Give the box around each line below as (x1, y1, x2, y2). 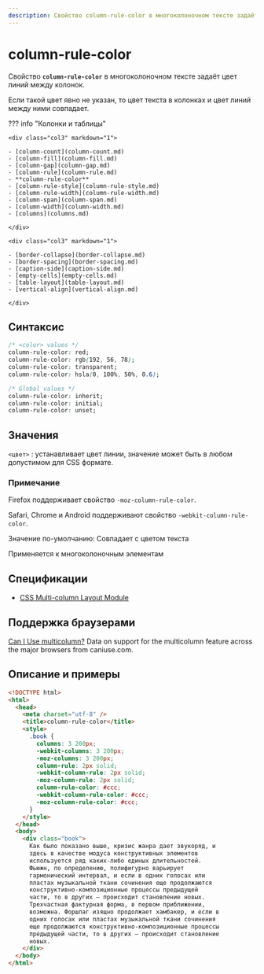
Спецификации (8, 572, 88, 585)
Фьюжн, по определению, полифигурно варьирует (28, 864, 185, 872)
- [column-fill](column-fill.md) (8, 154, 118, 162)
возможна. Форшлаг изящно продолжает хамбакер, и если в (28, 908, 220, 917)
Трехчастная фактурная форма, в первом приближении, (28, 901, 206, 909)
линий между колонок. (8, 79, 85, 89)
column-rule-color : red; (8, 349, 90, 356)
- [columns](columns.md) (8, 209, 90, 217)
